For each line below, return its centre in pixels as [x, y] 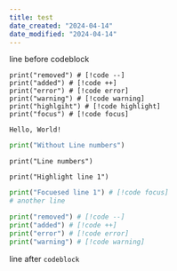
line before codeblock [49, 60]
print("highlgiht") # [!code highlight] [85, 107]
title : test [31, 17]
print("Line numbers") [51, 162]
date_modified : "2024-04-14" [63, 34]
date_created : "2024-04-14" [61, 26]
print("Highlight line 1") [59, 177]
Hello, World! [36, 130]
